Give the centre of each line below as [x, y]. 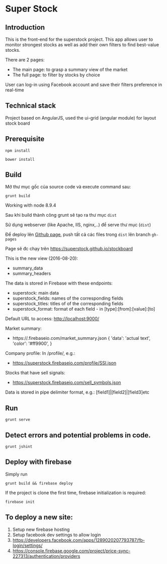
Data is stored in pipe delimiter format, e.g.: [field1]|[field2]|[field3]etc [77, 392]
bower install [20, 159]
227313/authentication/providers [46, 556]
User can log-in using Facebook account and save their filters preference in [84, 84]
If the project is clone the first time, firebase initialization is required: [76, 493]
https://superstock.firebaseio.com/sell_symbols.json [67, 383]
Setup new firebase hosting [41, 529]
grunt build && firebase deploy [39, 483]
